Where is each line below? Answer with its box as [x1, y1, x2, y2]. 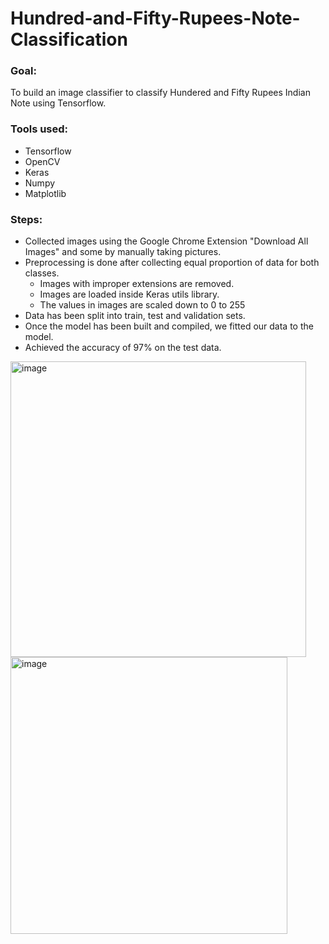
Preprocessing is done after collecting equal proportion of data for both [24, 257, 320, 269]
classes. [24, 267, 60, 279]
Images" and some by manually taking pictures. [24, 246, 222, 258]
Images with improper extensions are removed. [39, 278, 235, 290]
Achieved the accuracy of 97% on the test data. [24, 342, 222, 354]
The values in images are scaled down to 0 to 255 [39, 299, 246, 311]
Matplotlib [24, 187, 67, 199]
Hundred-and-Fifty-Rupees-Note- [10, 7, 301, 30]
